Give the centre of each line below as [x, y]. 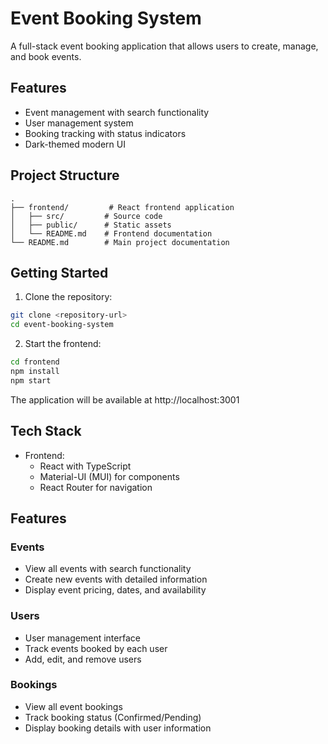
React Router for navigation [96, 487]
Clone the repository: [68, 297]
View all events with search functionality [108, 569]
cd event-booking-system [62, 325]
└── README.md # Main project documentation [120, 242]
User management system [79, 123]
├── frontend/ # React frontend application [122, 207]
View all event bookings [73, 706]
